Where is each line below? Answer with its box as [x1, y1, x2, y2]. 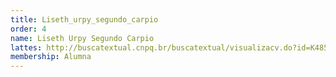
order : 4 [10, 24, 47, 34]
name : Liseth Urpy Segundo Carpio [10, 33, 155, 43]
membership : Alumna [10, 52, 92, 62]
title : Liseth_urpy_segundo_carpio [10, 14, 159, 25]
